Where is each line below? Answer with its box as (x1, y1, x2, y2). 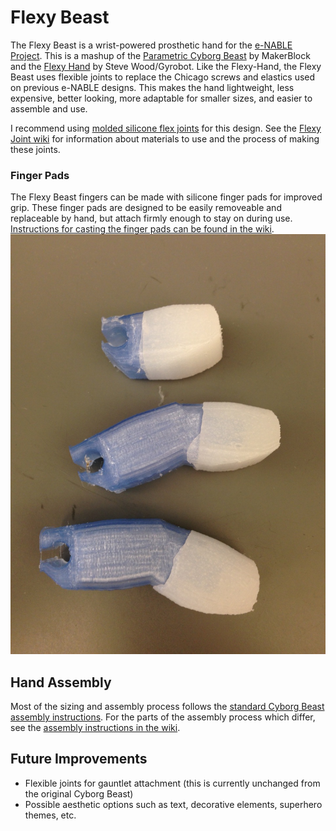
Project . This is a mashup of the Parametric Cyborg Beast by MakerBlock (10, 49, 311, 61)
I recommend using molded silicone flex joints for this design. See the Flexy (10, 122, 322, 134)
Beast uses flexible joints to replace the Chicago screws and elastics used (10, 71, 316, 83)
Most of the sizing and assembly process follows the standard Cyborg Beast (10, 701, 325, 713)
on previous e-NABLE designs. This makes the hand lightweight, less (10, 81, 295, 93)
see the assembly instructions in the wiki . (10, 722, 181, 734)
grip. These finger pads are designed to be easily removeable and (10, 202, 282, 214)
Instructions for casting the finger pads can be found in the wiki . (10, 223, 275, 235)
